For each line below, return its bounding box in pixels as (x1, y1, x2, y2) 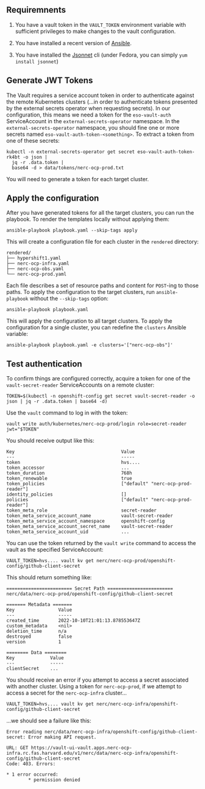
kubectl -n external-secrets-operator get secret (6, 149, 135, 155)
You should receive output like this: (6, 437, 95, 444)
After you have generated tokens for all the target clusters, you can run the (6, 209, 194, 216)
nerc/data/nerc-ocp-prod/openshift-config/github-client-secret (6, 591, 173, 597)
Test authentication (6, 359, 82, 369)
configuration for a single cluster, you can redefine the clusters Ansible (6, 324, 187, 331)
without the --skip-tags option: (29, 295, 109, 302)
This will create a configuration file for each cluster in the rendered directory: (6, 238, 199, 246)
